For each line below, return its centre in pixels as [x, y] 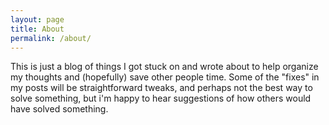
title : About [37, 29]
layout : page [37, 19]
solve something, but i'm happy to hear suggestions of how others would [161, 98]
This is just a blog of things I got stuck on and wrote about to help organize [164, 67]
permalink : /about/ [51, 38]
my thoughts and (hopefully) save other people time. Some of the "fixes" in [165, 77]
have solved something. [59, 109]
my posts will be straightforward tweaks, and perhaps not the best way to [161, 88]
